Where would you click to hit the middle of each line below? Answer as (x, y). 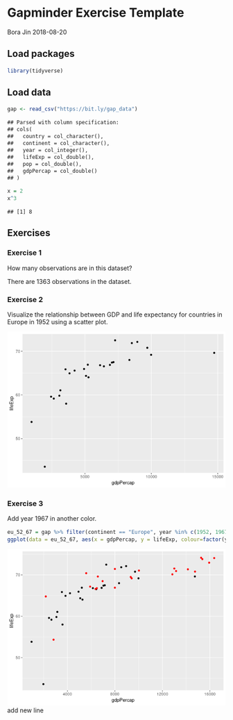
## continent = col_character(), (59, 144)
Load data (29, 93)
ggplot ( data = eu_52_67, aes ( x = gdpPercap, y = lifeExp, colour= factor (114, 539)
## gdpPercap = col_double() (52, 171)
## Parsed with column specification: (63, 123)
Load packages (41, 54)
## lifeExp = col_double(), (51, 158)
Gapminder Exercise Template (96, 13)
